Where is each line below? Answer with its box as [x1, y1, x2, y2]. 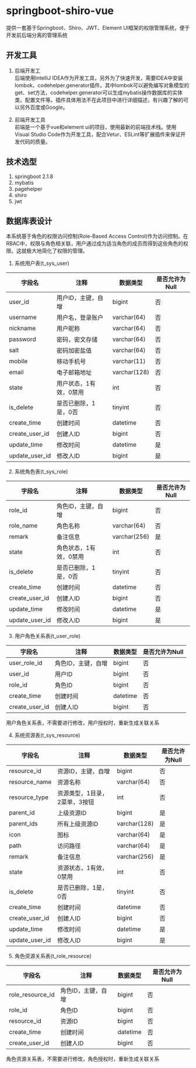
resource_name [9, 778, 52, 786]
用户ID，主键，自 [56, 294, 104, 302]
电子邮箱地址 [56, 368, 92, 377]
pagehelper [14, 185, 43, 192]
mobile [9, 357, 28, 366]
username [9, 313, 37, 322]
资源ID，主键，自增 [57, 767, 110, 776]
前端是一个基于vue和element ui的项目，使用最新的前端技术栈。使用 [14, 123, 177, 130]
